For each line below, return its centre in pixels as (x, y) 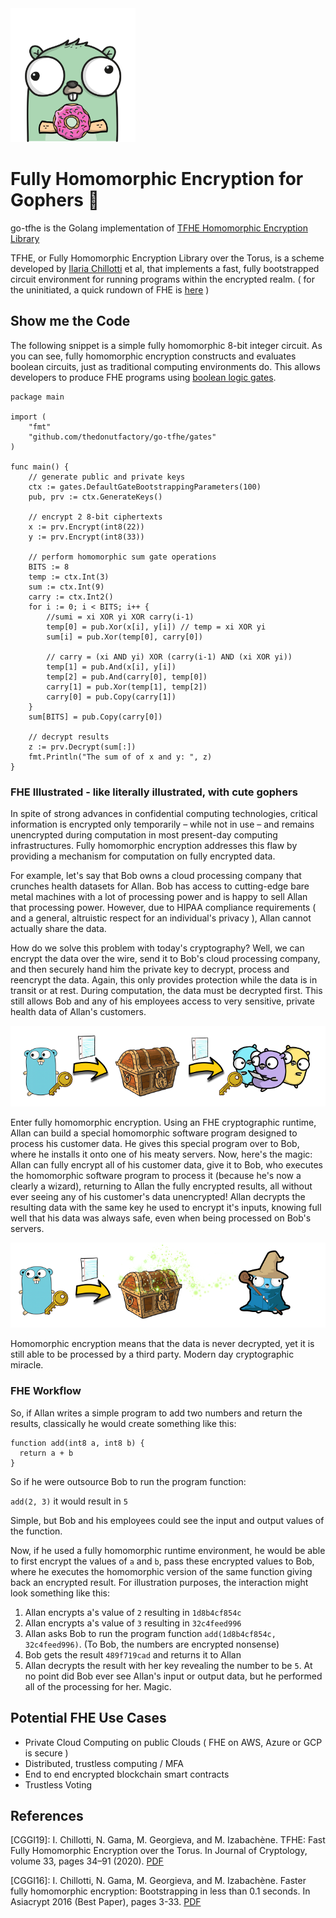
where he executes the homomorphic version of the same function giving (161, 1571)
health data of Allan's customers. (78, 1012)
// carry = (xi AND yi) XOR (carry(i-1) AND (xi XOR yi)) (169, 657)
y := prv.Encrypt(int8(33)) (86, 537)
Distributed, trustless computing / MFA (104, 1763)
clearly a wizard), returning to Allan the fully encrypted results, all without (161, 1186)
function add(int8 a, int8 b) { (77, 1443)
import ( (28, 417)
